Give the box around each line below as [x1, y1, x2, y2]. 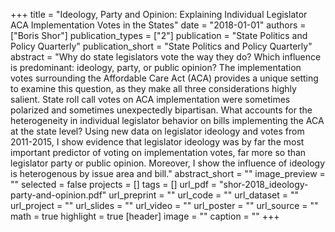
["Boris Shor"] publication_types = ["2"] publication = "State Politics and [10, 30, 308, 41]
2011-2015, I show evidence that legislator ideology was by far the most [10, 136, 305, 148]
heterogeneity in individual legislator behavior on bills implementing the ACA [10, 115, 325, 126]
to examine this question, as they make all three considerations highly [10, 83, 297, 94]
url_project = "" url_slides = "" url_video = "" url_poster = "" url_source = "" [10, 200, 319, 211]
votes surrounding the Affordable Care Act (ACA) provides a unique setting [10, 72, 319, 84]
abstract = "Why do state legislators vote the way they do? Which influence [10, 51, 322, 63]
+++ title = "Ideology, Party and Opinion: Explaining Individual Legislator [10, 9, 308, 20]
